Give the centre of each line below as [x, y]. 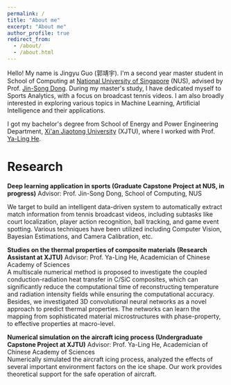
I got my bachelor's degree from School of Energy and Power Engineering [113, 124]
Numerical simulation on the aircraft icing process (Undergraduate [105, 337]
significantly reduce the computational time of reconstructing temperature [113, 286]
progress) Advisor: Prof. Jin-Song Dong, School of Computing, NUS [105, 193]
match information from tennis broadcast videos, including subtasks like [110, 214]
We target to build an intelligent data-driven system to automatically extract [115, 206]
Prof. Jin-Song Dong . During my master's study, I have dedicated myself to [114, 88]
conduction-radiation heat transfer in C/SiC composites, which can [103, 279]
